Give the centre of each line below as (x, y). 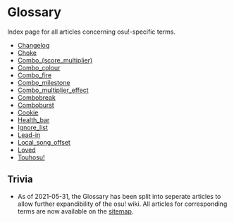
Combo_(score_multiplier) (55, 60)
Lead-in (29, 135)
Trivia (20, 179)
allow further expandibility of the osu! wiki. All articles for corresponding (122, 204)
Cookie (28, 112)
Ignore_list (32, 127)
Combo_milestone (44, 82)
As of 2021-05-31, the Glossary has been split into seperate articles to (119, 196)
